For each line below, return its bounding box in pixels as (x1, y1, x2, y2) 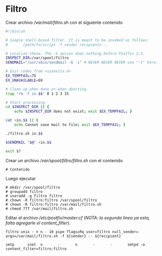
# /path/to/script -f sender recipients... (5, 42, 108, 47)
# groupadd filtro (5, 189, 43, 194)
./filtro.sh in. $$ (5, 131, 43, 136)
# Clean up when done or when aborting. (5, 87, 89, 91)
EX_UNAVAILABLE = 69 (5, 78, 43, 83)
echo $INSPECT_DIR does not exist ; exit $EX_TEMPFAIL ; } (14, 109, 132, 114)
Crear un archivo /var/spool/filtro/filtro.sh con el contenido (5, 157, 123, 164)
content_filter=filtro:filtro (5, 246, 67, 251)
